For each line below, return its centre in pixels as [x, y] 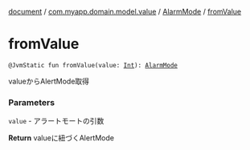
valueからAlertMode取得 [49, 81]
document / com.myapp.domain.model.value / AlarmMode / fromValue [125, 12]
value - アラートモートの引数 [56, 121]
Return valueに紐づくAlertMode [61, 138]
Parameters [31, 102]
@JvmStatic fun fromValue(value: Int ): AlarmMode [93, 65]
